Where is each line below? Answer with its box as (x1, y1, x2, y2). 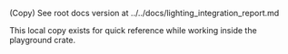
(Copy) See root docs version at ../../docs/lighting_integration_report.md (9, 8, 280, 18)
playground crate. (9, 35, 76, 45)
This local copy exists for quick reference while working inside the (9, 25, 257, 35)
